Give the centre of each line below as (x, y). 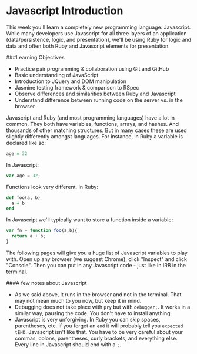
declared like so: (26, 143)
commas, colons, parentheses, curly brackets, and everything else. (96, 338)
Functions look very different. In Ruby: (52, 187)
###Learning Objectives (35, 57)
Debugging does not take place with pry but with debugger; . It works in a (102, 307)
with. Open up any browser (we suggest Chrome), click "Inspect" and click (96, 259)
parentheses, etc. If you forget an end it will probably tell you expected (99, 326)
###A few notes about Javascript (46, 283)
